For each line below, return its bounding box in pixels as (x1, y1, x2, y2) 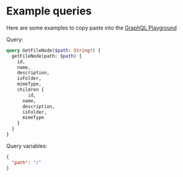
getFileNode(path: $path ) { (11, 53, 82, 59)
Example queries (6, 4, 92, 18)
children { (17, 87, 45, 93)
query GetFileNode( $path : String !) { (6, 47, 101, 54)
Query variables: (6, 142, 48, 149)
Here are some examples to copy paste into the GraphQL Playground (6, 24, 177, 31)
